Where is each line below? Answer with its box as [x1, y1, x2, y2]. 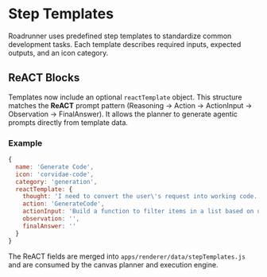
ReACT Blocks [8, 71, 80, 84]
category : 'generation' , [15, 178, 98, 185]
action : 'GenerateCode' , [22, 200, 105, 208]
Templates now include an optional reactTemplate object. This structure [8, 92, 242, 102]
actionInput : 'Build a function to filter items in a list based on [22, 208, 254, 216]
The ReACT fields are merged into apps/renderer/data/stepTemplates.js [8, 252, 246, 261]
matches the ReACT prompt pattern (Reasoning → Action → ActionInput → [8, 100, 253, 110]
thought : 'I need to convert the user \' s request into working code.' [22, 193, 261, 201]
